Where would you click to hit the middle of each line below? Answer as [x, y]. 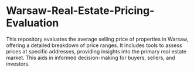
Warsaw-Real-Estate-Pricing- [80, 11]
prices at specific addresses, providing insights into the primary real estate [96, 51]
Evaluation [33, 23]
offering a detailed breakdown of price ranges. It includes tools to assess [94, 45]
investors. [18, 64]
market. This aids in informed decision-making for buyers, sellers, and [91, 57]
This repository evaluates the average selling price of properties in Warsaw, [97, 39]
